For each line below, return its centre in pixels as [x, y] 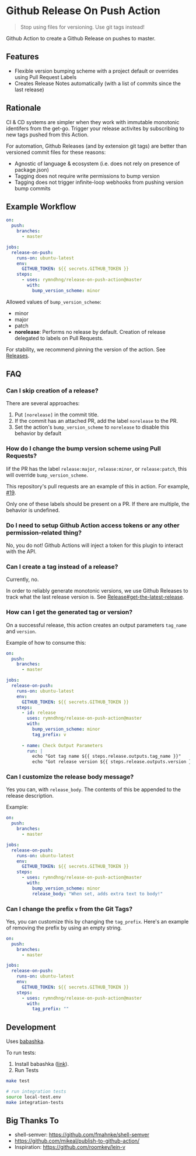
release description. [30, 796]
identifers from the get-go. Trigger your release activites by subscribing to [95, 128]
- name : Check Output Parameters [62, 745]
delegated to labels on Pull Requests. [59, 338]
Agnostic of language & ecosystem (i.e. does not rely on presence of [97, 163]
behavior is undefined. [33, 510]
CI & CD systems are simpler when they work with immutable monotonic [93, 122]
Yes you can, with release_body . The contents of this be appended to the [93, 789]
